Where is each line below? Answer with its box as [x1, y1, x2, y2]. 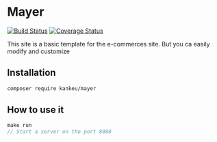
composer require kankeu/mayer [7, 85, 97, 92]
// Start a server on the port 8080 [7, 128, 112, 135]
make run [7, 122, 32, 129]
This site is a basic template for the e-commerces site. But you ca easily [7, 40, 210, 48]
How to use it [7, 104, 64, 116]
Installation [7, 67, 56, 79]
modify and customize [7, 47, 71, 55]
